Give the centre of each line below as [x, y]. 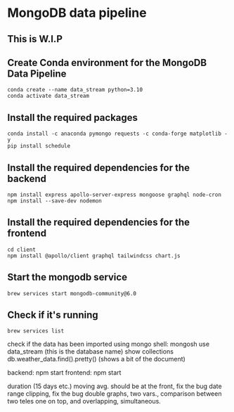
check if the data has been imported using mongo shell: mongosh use [108, 344]
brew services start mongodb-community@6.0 [72, 293]
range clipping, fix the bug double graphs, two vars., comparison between [115, 394]
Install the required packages [73, 117]
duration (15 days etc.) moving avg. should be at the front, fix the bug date [115, 386]
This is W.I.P [35, 39]
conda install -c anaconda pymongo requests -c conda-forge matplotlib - [118, 134]
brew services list [36, 331]
